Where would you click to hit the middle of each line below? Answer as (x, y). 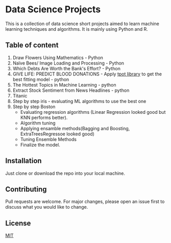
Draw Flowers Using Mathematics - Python (58, 57)
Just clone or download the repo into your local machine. (65, 173)
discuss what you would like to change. (47, 207)
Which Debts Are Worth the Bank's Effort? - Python (67, 68)
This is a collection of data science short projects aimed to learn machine (82, 24)
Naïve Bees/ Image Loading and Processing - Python (68, 63)
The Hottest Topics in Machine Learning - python (64, 85)
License (18, 223)
